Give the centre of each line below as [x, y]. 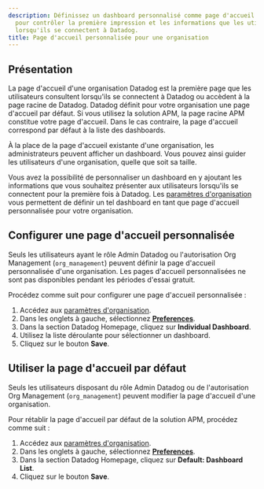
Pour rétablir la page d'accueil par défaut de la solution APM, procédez [123, 419]
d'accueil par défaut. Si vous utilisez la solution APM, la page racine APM [126, 113]
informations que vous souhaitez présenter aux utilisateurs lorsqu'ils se [123, 186]
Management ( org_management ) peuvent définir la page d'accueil [112, 263]
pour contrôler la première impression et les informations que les [130, 23]
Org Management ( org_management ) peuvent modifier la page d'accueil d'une [132, 395]
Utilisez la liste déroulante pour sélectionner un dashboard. [115, 335]
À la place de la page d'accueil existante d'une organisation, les [111, 146]
